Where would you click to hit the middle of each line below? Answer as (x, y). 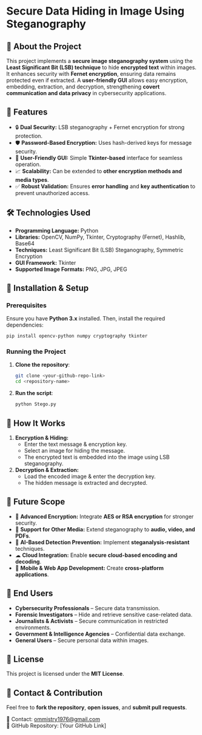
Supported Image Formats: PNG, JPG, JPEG (71, 269)
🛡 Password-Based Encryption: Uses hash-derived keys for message (103, 142)
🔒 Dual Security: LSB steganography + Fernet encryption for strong (100, 127)
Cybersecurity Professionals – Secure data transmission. (87, 608)
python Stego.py (35, 404)
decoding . (28, 561)
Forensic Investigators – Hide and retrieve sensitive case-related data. (104, 614)
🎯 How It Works (36, 423)
